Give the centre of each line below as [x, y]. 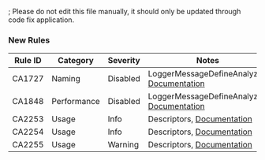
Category [76, 61]
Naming [66, 79]
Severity [124, 61]
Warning [123, 145]
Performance [75, 102]
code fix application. [41, 20]
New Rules [29, 40]
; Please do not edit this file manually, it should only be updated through [125, 11]
